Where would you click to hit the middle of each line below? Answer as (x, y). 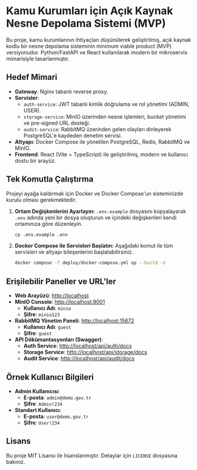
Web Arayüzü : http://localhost (52, 296)
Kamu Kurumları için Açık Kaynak (90, 11)
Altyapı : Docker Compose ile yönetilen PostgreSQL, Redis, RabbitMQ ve (102, 142)
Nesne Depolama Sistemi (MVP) (86, 23)
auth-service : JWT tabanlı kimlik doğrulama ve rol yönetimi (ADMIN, (106, 104)
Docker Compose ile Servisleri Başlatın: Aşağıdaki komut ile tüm (94, 246)
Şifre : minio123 (42, 315)
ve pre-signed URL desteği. (57, 123)
